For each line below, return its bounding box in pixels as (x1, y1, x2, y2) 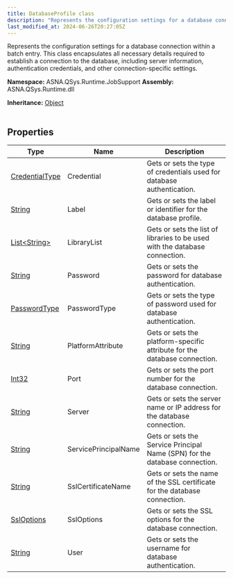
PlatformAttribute (67, 341, 123, 351)
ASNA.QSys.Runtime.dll (7, 85, 75, 94)
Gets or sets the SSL (146, 506, 214, 516)
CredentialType (10, 172, 61, 181)
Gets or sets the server (146, 394, 221, 404)
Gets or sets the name (146, 468, 218, 478)
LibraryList (67, 238, 103, 247)
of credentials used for (146, 168, 221, 177)
